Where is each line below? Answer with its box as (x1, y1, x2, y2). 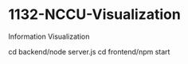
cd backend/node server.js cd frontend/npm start (8, 47, 170, 56)
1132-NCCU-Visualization (8, 6, 181, 24)
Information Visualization (8, 32, 90, 41)
